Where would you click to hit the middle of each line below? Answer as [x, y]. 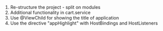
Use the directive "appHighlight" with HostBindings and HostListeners [84, 23]
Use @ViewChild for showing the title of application [65, 18]
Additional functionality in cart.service [50, 12]
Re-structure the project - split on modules [55, 7]
